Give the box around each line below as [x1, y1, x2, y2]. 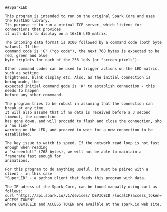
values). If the [5, 44, 39, 49]
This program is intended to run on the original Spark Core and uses [5, 14, 155, 19]
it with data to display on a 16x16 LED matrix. [5, 31, 108, 36]
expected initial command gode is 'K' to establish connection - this [5, 84, 155, 89]
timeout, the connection [5, 114, 57, 119]
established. [5, 132, 32, 137]
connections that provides [5, 27, 61, 32]
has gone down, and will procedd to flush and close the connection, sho [5, 119, 162, 124]
